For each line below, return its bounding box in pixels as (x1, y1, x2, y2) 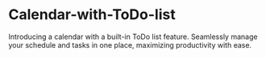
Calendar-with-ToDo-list (8, 6, 176, 24)
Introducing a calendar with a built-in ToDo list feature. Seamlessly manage (8, 32, 258, 41)
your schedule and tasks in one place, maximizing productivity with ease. (8, 40, 252, 49)
